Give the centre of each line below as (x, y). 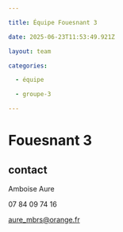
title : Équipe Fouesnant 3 (53, 22)
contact (28, 170)
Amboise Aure (31, 189)
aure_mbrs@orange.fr (44, 220)
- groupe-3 (33, 95)
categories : (28, 66)
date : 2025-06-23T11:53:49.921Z (61, 37)
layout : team (30, 51)
